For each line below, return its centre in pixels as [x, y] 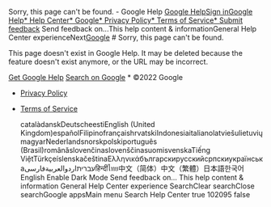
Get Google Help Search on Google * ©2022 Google [96, 77]
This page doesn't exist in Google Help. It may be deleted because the [125, 53]
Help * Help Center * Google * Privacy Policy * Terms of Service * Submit [126, 20]
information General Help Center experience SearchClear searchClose [137, 186]
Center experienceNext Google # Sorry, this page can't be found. [116, 37]
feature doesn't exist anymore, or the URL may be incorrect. [108, 61]
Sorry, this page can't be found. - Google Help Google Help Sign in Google [131, 12]
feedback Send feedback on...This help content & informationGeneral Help [133, 29]
